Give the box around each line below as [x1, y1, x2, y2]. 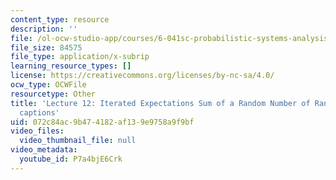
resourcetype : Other [10, 89, 97, 99]
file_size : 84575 [10, 42, 83, 53]
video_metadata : [10, 145, 78, 155]
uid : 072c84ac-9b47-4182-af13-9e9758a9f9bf [10, 117, 195, 127]
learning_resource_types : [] [10, 61, 132, 71]
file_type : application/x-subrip [10, 52, 150, 62]
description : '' [10, 24, 78, 34]
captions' [19, 107, 60, 118]
